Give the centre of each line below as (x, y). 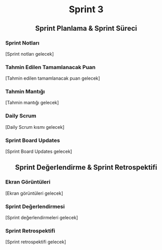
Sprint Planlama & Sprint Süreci (86, 28)
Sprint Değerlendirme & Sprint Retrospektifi (86, 167)
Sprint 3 (86, 9)
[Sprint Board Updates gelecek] (39, 151)
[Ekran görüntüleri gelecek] (34, 193)
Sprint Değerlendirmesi (35, 207)
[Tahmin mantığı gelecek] (32, 103)
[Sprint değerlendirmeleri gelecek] (42, 218)
